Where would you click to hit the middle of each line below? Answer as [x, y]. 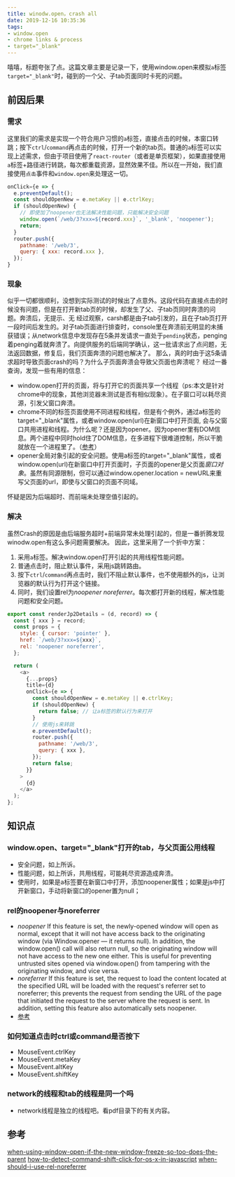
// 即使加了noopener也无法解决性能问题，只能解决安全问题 [94, 213]
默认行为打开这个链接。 [70, 583]
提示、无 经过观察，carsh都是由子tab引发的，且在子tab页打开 [139, 318]
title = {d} [40, 685]
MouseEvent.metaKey [49, 1059]
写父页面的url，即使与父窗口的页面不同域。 [79, 482]
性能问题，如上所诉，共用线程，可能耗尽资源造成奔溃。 [97, 873]
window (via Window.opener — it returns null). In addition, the [106, 941]
